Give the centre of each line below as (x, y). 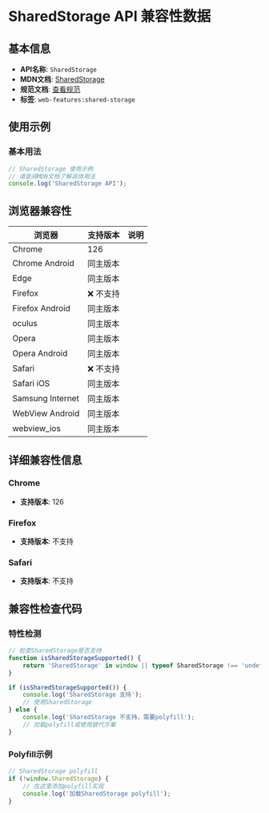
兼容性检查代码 (45, 608)
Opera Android (40, 353)
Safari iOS (31, 384)
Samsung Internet (46, 399)
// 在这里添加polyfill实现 (63, 786)
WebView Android (46, 413)
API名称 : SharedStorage (58, 69)
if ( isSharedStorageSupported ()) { (68, 687)
